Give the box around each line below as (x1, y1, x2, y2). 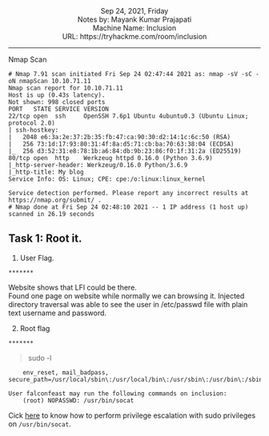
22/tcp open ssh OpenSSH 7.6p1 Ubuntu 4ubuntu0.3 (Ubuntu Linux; (8, 112, 249, 120)
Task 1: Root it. (8, 232, 82, 246)
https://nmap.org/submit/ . (8, 196, 102, 204)
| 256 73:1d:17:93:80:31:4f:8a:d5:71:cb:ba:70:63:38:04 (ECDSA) (8, 140, 235, 148)
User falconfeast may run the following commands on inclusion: (8, 390, 227, 398)
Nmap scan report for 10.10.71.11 (8, 84, 124, 92)
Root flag (19, 323, 50, 333)
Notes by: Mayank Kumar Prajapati (77, 14, 192, 24)
